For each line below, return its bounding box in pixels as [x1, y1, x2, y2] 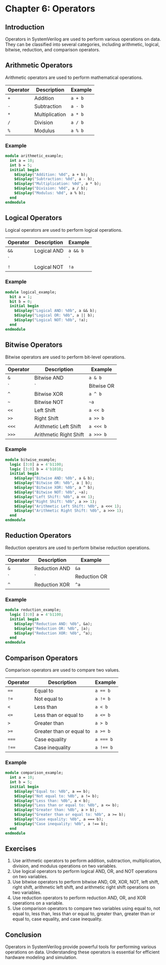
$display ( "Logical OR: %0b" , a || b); [14, 313, 95, 318]
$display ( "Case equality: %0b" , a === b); [14, 817, 104, 822]
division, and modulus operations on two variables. [12, 863, 117, 869]
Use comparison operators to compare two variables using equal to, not [12, 906, 161, 912]
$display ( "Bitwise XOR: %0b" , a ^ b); [14, 485, 95, 490]
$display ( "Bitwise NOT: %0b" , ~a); [14, 490, 88, 495]
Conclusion [5, 931, 42, 939]
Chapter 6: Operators [5, 3, 96, 14]
